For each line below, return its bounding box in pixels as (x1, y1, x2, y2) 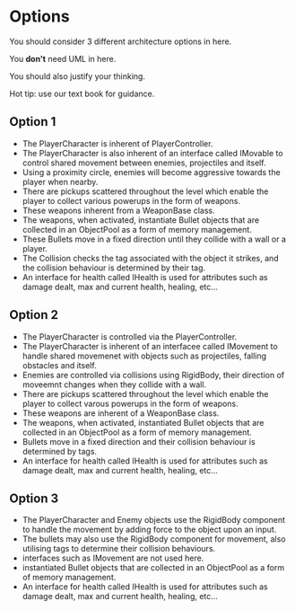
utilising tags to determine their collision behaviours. (22, 544, 216, 554)
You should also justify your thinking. (9, 70, 146, 82)
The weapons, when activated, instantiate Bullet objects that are (22, 214, 260, 225)
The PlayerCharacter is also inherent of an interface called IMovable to (22, 147, 284, 158)
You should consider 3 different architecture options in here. (9, 36, 232, 47)
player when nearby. (22, 176, 99, 187)
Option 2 (9, 307, 58, 323)
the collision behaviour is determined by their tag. (22, 262, 206, 273)
